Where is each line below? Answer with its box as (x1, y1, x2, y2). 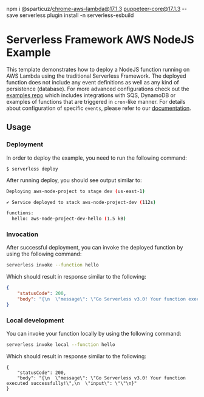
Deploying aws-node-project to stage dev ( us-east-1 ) (6, 188, 146, 194)
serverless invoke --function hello (6, 262, 99, 268)
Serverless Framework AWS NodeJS (6, 33, 194, 47)
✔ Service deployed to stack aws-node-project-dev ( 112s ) (6, 199, 156, 205)
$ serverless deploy (6, 166, 59, 172)
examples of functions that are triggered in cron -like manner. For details (6, 98, 186, 105)
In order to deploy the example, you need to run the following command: (6, 154, 187, 161)
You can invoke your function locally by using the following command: (6, 330, 182, 338)
